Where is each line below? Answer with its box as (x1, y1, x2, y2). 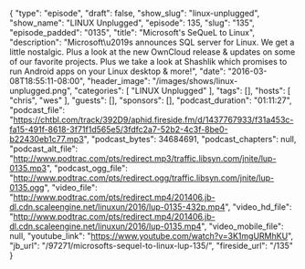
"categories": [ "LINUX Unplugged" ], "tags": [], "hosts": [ (74, 86, 291, 96)
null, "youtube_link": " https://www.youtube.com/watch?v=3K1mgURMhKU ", (9, 231, 294, 241)
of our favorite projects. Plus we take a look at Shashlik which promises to (9, 57, 288, 67)
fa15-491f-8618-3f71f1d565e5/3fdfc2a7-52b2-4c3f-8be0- (9, 124, 228, 135)
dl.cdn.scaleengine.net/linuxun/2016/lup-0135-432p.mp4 (9, 202, 226, 212)
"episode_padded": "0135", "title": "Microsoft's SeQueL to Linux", (9, 27, 256, 37)
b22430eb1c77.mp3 (9, 134, 84, 144)
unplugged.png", (9, 86, 73, 96)
